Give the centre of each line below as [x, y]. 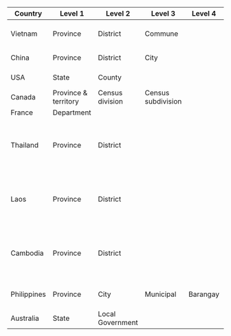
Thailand [25, 145]
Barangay [204, 294]
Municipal [161, 294]
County [110, 77]
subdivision [163, 101]
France [22, 112]
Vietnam [24, 34]
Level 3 [163, 13]
